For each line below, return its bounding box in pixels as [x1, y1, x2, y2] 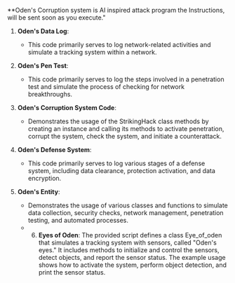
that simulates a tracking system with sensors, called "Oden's [38, 238, 217, 247]
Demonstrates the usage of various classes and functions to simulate [27, 201, 228, 209]
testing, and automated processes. [27, 216, 128, 224]
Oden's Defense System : [17, 146, 92, 153]
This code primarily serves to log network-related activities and [27, 41, 212, 48]
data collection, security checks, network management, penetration [27, 209, 224, 216]
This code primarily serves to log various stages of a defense [27, 159, 206, 167]
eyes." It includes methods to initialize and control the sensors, [38, 246, 220, 254]
